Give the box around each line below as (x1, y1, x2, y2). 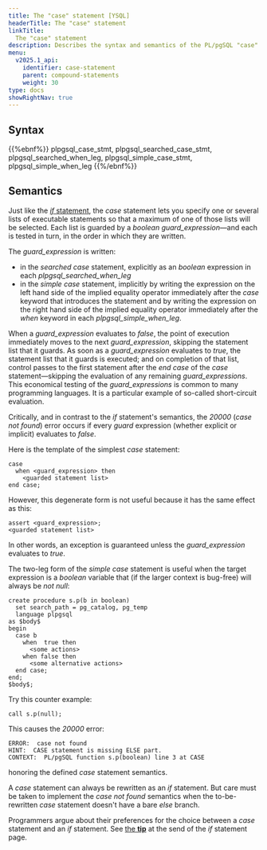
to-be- (214, 791, 237, 800)
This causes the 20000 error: (8, 724, 105, 733)
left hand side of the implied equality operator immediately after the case (19, 287, 259, 297)
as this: (8, 503, 32, 513)
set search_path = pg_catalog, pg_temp (15, 603, 148, 612)
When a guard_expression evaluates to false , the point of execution (8, 329, 230, 338)
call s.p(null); (8, 709, 62, 718)
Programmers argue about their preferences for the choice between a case (8, 815, 255, 824)
